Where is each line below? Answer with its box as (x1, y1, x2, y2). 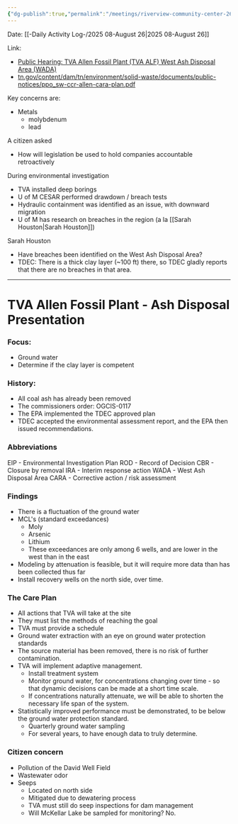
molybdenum (28, 115, 67, 123)
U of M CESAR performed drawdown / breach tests (17, 192, 168, 201)
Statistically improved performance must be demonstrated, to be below (17, 707, 226, 716)
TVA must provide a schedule (17, 624, 104, 633)
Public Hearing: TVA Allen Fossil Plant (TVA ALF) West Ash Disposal (17, 57, 216, 66)
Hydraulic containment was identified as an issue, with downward (17, 200, 210, 208)
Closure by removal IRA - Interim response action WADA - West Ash (7, 466, 205, 474)
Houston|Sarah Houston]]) (17, 223, 96, 231)
